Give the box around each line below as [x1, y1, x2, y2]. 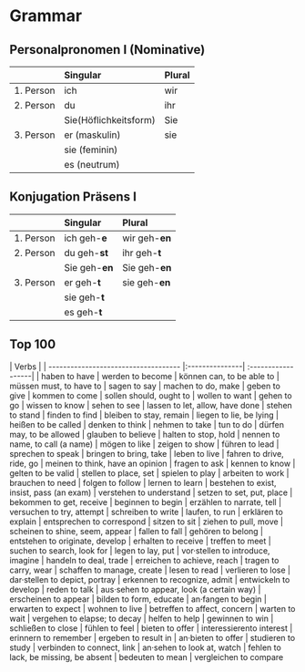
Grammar [9, 5, 83, 26]
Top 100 [9, 336, 56, 352]
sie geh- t [63, 291, 105, 304]
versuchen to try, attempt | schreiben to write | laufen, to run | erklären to [9, 506, 284, 517]
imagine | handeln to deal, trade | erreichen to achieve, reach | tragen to [9, 554, 280, 565]
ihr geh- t [122, 246, 162, 259]
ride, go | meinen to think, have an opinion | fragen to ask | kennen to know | [9, 458, 296, 469]
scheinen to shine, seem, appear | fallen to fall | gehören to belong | [9, 525, 264, 536]
